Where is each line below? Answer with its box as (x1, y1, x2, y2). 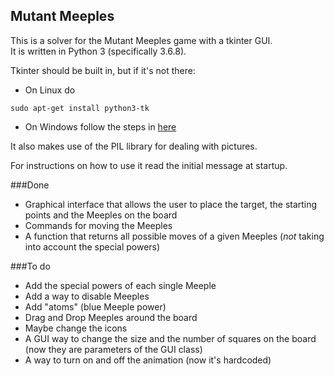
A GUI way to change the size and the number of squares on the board (24, 332, 317, 344)
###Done (10, 179, 50, 191)
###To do (10, 260, 51, 272)
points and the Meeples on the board (24, 209, 178, 221)
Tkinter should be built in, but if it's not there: (10, 64, 196, 76)
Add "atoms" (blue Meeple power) (24, 300, 167, 313)
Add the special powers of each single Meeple (24, 279, 217, 291)
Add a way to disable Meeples (24, 290, 150, 302)
